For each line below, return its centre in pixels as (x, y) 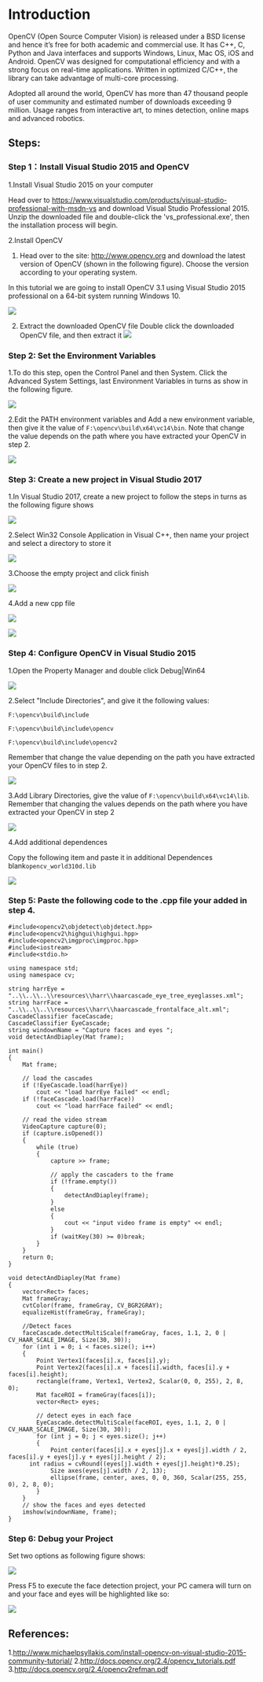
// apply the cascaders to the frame (112, 1175)
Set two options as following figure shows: (77, 1556)
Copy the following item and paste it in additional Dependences (111, 857)
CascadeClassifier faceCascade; (61, 1016)
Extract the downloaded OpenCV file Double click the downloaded (127, 326)
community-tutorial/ (40, 1661)
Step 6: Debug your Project (61, 1538)
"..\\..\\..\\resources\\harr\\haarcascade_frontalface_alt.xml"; (119, 1009)
